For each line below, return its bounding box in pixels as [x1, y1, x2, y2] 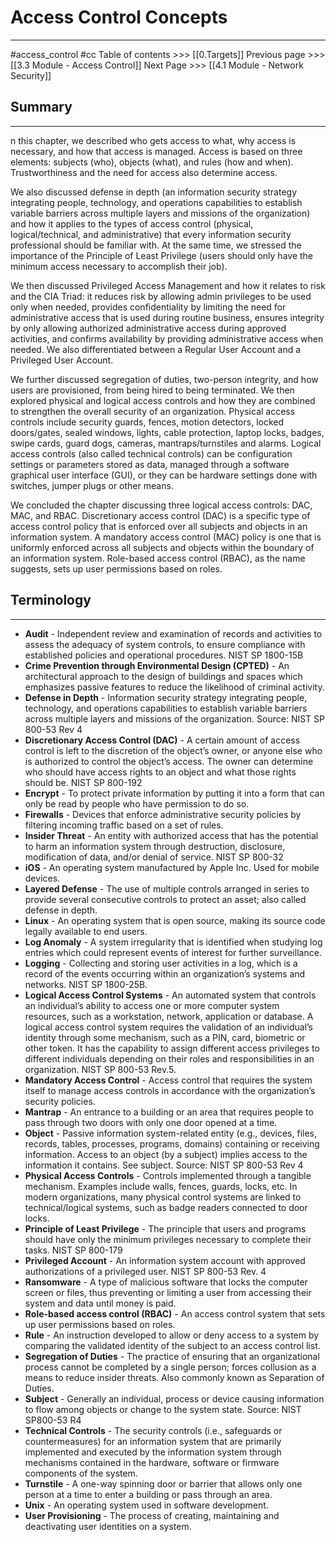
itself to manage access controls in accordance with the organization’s [24, 1084, 316, 1096]
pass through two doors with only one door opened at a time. [24, 1116, 278, 1128]
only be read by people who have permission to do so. [24, 797, 250, 810]
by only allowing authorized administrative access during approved [10, 322, 287, 334]
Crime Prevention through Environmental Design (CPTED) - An [24, 659, 290, 671]
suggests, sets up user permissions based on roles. [10, 562, 223, 575]
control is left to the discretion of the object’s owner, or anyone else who [24, 744, 323, 756]
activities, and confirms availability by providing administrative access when [10, 332, 324, 345]
